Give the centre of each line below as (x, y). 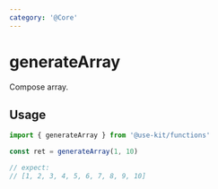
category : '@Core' (44, 17)
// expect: (30, 168)
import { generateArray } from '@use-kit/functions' (110, 135)
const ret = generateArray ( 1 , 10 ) (74, 152)
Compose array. (39, 87)
